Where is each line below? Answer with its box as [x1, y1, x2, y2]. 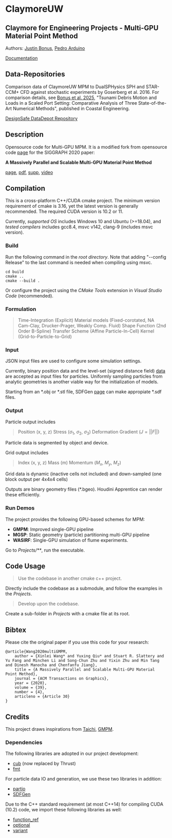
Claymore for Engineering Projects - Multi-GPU [5, 24, 159, 32]
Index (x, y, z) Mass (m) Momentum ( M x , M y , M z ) [17, 460, 122, 467]
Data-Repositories [5, 70, 65, 79]
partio [12, 786, 26, 792]
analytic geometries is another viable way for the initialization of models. [5, 379, 159, 385]
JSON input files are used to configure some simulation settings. [5, 358, 142, 364]
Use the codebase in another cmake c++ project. [17, 575, 122, 581]
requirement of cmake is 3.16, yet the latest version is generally [5, 203, 139, 209]
